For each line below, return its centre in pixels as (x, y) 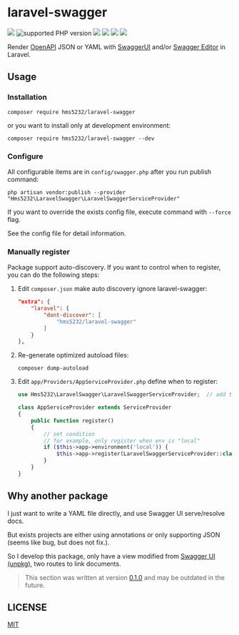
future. (35, 585)
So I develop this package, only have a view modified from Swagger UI (111, 556)
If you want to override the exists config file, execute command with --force (119, 212)
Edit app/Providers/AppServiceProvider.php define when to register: (118, 382)
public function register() (72, 421)
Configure (25, 156)
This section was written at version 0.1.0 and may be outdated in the (124, 577)
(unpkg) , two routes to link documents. (64, 564)
